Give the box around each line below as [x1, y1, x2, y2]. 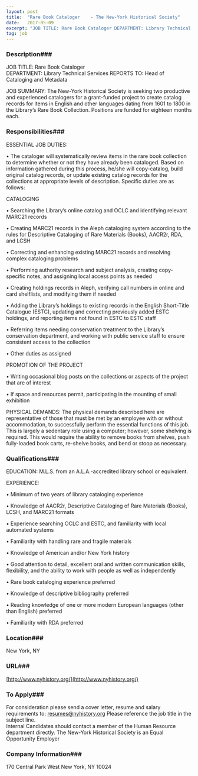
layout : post [6, 8, 38, 15]
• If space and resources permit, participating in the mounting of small [6, 390, 177, 397]
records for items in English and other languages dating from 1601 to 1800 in [6, 100, 191, 107]
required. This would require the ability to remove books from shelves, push [6, 433, 190, 441]
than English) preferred [6, 607, 62, 615]
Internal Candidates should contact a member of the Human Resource [6, 722, 176, 729]
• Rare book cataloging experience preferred [6, 578, 115, 586]
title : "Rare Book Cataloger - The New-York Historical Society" [6, 14, 181, 20]
